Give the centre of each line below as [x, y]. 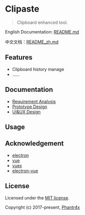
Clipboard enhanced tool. [42, 22]
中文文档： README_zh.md [32, 42]
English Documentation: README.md [42, 32]
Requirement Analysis [34, 101]
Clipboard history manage [38, 69]
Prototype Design [30, 107]
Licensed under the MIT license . [37, 197]
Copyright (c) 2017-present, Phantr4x [42, 207]
